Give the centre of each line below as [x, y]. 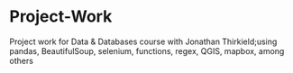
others [22, 60]
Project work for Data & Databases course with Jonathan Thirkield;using [143, 41]
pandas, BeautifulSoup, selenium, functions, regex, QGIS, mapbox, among [147, 50]
